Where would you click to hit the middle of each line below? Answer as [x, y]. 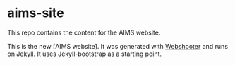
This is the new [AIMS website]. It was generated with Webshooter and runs [117, 46]
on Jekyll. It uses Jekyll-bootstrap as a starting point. [85, 54]
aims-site [36, 13]
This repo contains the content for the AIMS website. [84, 32]
